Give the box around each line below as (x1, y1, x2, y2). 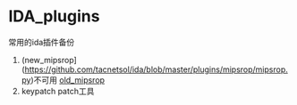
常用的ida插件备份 (8, 36, 75, 47)
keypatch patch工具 (21, 85, 95, 96)
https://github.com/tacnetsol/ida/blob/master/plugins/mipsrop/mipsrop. (24, 64, 288, 75)
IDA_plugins (8, 6, 100, 27)
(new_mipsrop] (21, 54, 77, 65)
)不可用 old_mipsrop (30, 74, 105, 85)
